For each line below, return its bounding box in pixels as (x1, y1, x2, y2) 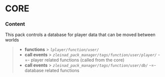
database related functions (24, 68, 80, 74)
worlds (5, 37, 19, 43)
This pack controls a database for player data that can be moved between (5, 32, 156, 38)
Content (5, 21, 26, 28)
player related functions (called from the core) (31, 57, 124, 63)
